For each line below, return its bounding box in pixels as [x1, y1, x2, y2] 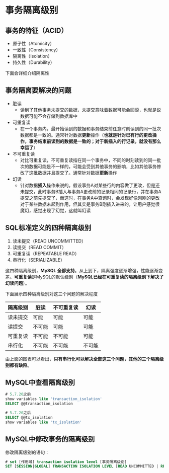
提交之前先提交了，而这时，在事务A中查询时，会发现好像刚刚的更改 [20, 195, 160, 201]
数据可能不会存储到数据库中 [20, 113, 78, 119]
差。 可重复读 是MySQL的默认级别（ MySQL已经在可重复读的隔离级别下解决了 [5, 274, 164, 280]
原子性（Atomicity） [12, 41, 54, 46]
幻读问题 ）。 [5, 280, 30, 286]
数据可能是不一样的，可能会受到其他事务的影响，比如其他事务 [29, 163, 157, 169]
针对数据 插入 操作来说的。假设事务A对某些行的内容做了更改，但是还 [20, 182, 160, 188]
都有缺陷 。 [9, 362, 32, 368]
